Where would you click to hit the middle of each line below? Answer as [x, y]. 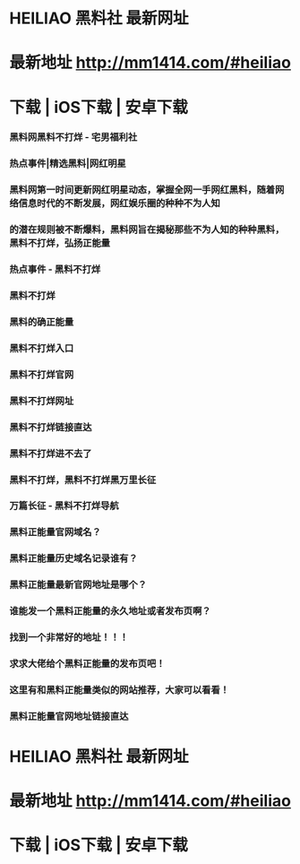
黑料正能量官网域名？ [55, 532]
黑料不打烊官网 [42, 375]
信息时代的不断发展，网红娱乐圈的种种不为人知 [120, 203]
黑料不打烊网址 [42, 401]
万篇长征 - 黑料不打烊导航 [64, 505]
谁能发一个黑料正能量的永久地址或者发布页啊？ [110, 611]
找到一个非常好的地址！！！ [69, 637]
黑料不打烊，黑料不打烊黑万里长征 [83, 480]
